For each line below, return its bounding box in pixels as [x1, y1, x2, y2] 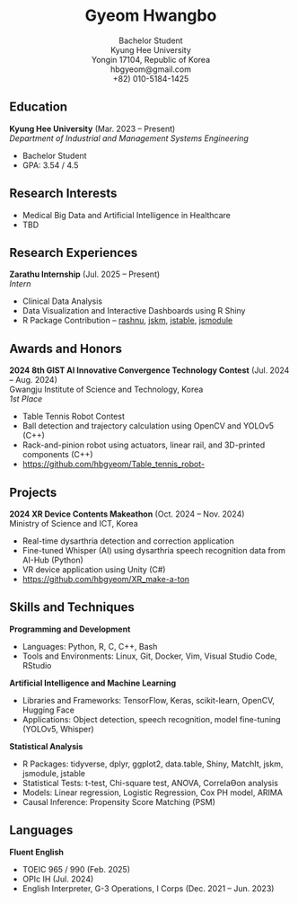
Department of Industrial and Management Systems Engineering [9, 132, 250, 144]
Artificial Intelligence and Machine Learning [9, 677, 177, 688]
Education [9, 100, 68, 115]
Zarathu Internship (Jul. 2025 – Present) [9, 269, 161, 279]
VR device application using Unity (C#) [22, 564, 166, 575]
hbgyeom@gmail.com [110, 64, 191, 75]
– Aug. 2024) [9, 375, 58, 385]
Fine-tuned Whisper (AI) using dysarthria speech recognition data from [22, 545, 285, 555]
